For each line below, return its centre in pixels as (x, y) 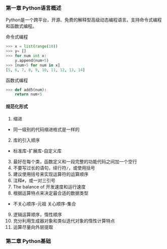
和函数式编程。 (21, 26)
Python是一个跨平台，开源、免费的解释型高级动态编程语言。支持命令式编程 (84, 20)
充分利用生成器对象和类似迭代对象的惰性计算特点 (64, 221)
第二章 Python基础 (28, 241)
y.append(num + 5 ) (32, 60)
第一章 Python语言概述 (34, 8)
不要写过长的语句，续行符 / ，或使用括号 (54, 168)
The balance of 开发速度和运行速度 (49, 186)
